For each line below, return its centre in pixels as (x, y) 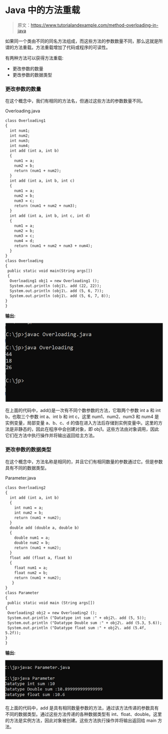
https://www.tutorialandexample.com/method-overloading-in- (94, 25)
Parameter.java (21, 478)
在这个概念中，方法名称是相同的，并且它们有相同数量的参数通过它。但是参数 (84, 462)
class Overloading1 (25, 121)
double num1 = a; (32, 538)
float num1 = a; (31, 568)
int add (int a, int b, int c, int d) (50, 216)
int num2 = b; (29, 513)
